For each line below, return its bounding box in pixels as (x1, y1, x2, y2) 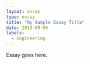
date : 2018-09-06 (6, 24, 49, 31)
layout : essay (6, 8, 41, 15)
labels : (6, 30, 25, 36)
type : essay (6, 14, 35, 20)
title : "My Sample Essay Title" (6, 19, 85, 25)
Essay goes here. (6, 52, 48, 58)
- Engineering (11, 35, 46, 41)
